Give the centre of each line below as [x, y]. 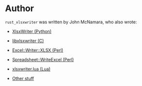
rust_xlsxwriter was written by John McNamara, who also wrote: [71, 22]
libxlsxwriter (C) [28, 41]
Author [19, 9]
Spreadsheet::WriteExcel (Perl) [43, 59]
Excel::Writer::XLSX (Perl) [38, 50]
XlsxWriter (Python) [32, 31]
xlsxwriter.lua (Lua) [31, 69]
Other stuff [23, 78]
